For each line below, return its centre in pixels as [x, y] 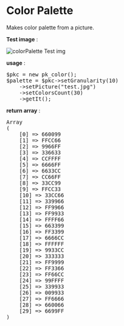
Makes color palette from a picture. [50, 27]
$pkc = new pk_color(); [42, 74]
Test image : [22, 39]
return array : [23, 110]
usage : [16, 63]
